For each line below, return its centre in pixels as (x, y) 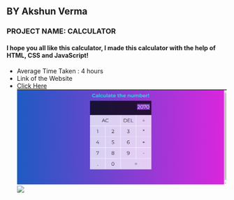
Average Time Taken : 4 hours (60, 71)
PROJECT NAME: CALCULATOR (61, 31)
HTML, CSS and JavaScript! (47, 55)
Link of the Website (44, 78)
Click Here (32, 86)
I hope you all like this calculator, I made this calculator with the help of (111, 47)
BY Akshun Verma (47, 11)
